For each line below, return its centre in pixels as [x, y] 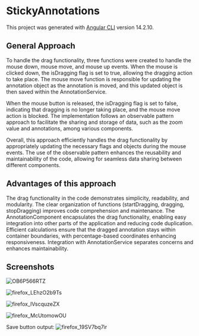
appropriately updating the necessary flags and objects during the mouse [96, 146]
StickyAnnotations [53, 11]
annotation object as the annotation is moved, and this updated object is [94, 85]
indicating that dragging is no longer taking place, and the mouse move [93, 109]
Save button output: [30, 327]
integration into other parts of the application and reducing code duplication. [100, 223]
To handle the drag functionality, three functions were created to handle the [99, 60]
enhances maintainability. [37, 248]
